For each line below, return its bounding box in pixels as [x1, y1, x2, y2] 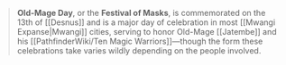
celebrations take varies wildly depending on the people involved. [16, 45, 262, 56]
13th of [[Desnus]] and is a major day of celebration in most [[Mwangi [16, 17, 276, 28]
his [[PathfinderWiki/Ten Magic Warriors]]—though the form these [16, 36, 263, 46]
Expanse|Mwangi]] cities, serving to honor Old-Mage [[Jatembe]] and [16, 27, 277, 37]
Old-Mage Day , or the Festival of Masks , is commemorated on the [16, 8, 266, 18]
